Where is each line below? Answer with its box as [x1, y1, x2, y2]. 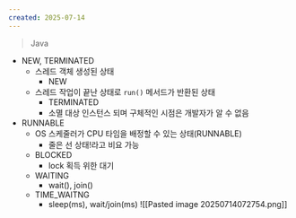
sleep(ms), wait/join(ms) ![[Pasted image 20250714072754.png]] [48, 198, 288, 209]
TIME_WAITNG [34, 189, 91, 200]
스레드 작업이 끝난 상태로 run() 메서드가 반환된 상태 [34, 86, 216, 97]
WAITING [34, 170, 69, 180]
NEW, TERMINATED [21, 55, 95, 65]
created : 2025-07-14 [8, 13, 86, 22]
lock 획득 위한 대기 [48, 160, 114, 170]
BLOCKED [34, 149, 73, 160]
